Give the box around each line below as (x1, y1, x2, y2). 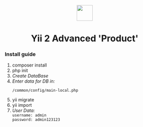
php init (12, 68, 28, 74)
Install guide (5, 51, 36, 58)
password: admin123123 (12, 117, 60, 122)
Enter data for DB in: (12, 78, 55, 84)
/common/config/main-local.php (12, 88, 79, 93)
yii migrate (12, 97, 34, 103)
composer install (12, 62, 47, 68)
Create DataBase (12, 73, 49, 79)
